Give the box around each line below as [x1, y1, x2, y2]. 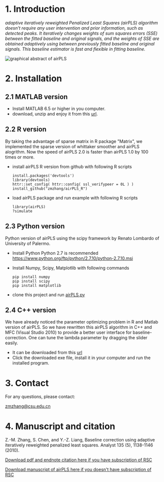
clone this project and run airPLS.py [12, 291, 85, 297]
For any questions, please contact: [5, 394, 75, 400]
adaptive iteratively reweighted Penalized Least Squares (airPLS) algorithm [5, 20, 159, 26]
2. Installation [5, 73, 63, 84]
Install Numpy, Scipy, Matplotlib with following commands [12, 265, 130, 271]
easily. [5, 340, 18, 346]
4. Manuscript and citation [5, 421, 116, 432]
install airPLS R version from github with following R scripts [12, 163, 132, 169]
